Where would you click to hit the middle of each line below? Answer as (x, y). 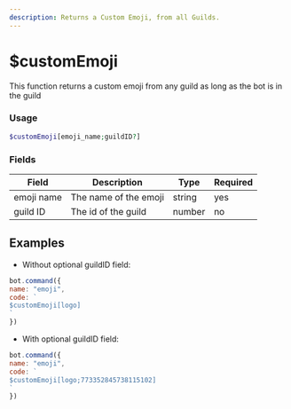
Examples (37, 244)
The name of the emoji (118, 198)
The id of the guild (109, 212)
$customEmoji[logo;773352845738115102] (83, 380)
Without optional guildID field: (76, 264)
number (189, 212)
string (185, 198)
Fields (23, 159)
